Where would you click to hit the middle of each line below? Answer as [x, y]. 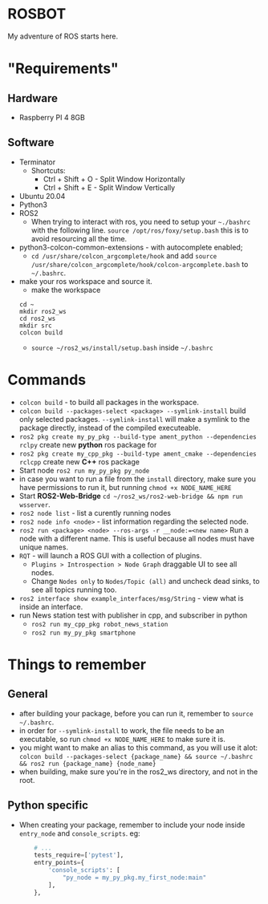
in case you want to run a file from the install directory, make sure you [137, 479]
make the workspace [66, 290]
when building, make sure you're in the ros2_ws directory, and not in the [138, 772]
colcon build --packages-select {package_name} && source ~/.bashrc [136, 756]
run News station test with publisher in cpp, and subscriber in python [133, 615]
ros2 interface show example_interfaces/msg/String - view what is [131, 598]
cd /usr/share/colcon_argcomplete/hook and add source [124, 255]
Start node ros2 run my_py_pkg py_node [84, 470]
